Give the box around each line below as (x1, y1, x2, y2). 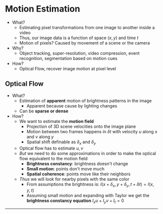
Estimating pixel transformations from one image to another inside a (19, 24, 155, 30)
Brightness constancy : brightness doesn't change (26, 161, 129, 167)
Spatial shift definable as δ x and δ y (26, 139, 96, 146)
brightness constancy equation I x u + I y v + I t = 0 (26, 198, 125, 205)
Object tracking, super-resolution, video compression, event (19, 50, 140, 56)
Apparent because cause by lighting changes (26, 103, 117, 108)
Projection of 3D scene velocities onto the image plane (26, 123, 136, 129)
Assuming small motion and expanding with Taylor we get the (26, 193, 149, 199)
